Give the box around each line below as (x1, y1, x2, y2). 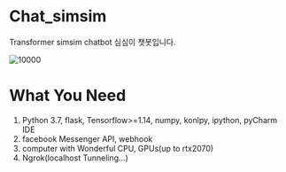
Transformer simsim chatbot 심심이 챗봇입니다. (9, 36, 176, 47)
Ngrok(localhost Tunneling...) (21, 152, 128, 163)
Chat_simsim (9, 6, 107, 27)
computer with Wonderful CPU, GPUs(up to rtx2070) (21, 143, 214, 153)
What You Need (9, 86, 127, 106)
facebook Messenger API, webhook (21, 133, 153, 144)
